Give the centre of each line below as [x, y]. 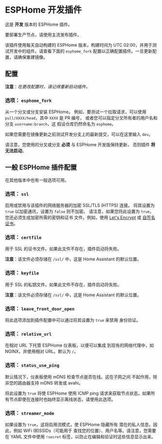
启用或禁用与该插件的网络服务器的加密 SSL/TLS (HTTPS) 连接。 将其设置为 [80, 205]
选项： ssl [17, 194]
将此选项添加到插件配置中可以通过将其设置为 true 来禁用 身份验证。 [73, 320]
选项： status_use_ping [32, 365]
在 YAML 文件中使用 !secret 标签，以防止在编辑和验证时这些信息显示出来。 [81, 436]
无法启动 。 [16, 151]
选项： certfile [23, 238]
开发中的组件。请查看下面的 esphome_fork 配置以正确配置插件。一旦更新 [81, 51]
